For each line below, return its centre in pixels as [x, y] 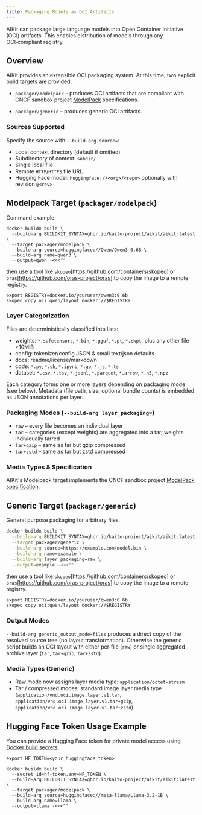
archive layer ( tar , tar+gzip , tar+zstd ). [54, 653]
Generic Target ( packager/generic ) [71, 505]
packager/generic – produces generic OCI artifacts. [79, 112]
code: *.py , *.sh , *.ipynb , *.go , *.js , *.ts [67, 366]
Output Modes [28, 621]
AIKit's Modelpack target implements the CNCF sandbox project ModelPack [100, 480]
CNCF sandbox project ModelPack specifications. [77, 100]
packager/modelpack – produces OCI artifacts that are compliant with [99, 94]
